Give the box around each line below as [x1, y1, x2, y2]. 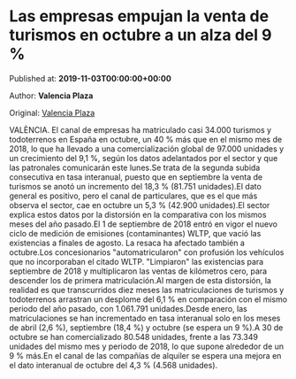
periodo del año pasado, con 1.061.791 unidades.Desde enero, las [9, 303, 247, 313]
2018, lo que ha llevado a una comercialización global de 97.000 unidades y [9, 143, 285, 154]
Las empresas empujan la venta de [9, 6, 269, 27]
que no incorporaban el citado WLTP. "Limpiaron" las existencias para [9, 256, 264, 267]
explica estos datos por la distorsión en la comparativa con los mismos [9, 209, 267, 220]
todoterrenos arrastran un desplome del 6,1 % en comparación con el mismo [9, 294, 288, 305]
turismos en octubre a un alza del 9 [9, 25, 272, 45]
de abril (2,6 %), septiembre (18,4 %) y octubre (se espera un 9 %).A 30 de [9, 321, 284, 333]
